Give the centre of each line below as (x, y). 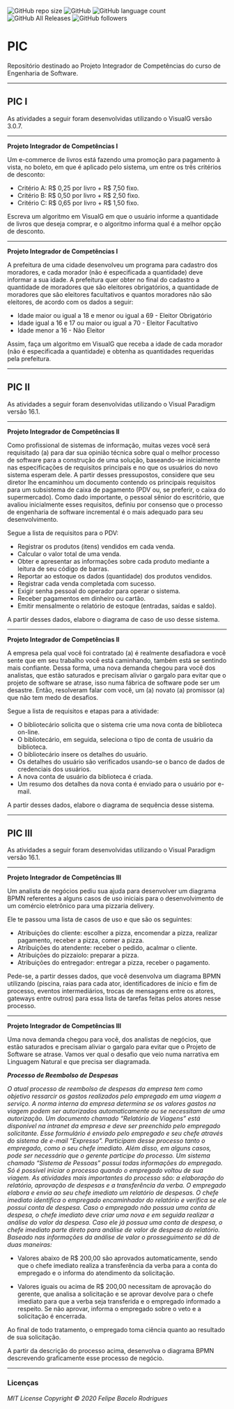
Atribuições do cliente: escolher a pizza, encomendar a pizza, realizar (117, 933)
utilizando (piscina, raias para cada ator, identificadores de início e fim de (112, 984)
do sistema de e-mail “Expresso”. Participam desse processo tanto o (106, 1141)
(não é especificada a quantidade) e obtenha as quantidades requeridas (111, 351)
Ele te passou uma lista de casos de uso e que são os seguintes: (100, 919)
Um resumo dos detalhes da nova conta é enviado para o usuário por (117, 784)
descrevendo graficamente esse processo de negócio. (86, 1358)
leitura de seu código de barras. (63, 569)
